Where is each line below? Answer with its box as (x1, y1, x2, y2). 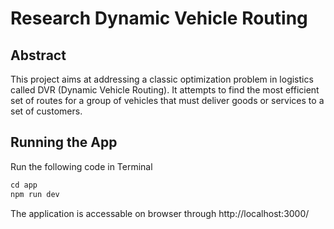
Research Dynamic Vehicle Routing (10, 7, 308, 30)
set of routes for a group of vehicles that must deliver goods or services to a (10, 95, 325, 106)
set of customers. (10, 105, 83, 117)
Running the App (10, 134, 118, 151)
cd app (10, 180, 38, 190)
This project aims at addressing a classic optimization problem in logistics (10, 73, 314, 85)
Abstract (10, 47, 67, 64)
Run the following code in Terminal (10, 160, 153, 172)
